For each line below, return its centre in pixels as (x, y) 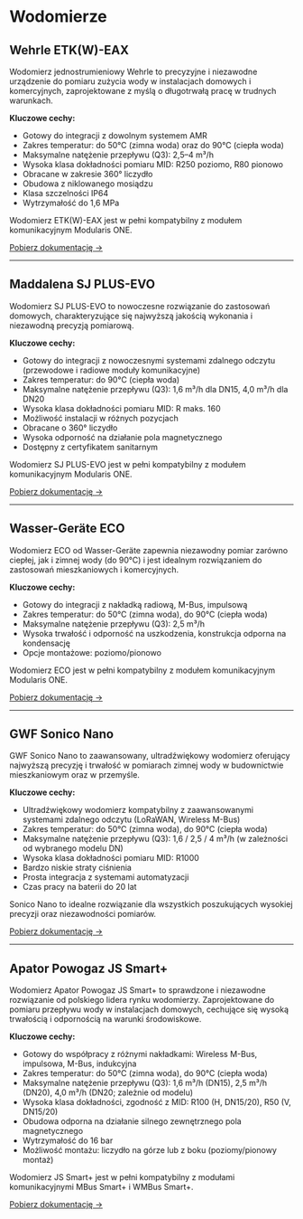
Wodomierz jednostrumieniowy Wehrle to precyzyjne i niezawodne (133, 71)
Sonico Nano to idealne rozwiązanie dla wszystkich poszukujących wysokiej (151, 904)
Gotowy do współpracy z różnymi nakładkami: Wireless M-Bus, (140, 1054)
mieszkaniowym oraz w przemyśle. (74, 775)
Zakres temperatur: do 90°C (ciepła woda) (101, 379)
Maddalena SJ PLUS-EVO (83, 284)
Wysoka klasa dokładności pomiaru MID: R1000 (111, 858)
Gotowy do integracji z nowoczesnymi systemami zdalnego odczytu (149, 360)
